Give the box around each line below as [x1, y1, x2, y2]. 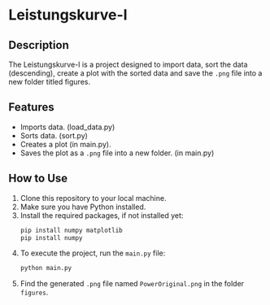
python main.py [20, 264, 72, 272]
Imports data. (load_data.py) [20, 122, 115, 132]
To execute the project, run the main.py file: [20, 248, 166, 258]
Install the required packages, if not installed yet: [20, 210, 184, 220]
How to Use [8, 172, 68, 185]
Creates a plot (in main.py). [20, 139, 111, 149]
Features [8, 100, 54, 115]
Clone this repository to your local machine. [20, 193, 167, 203]
